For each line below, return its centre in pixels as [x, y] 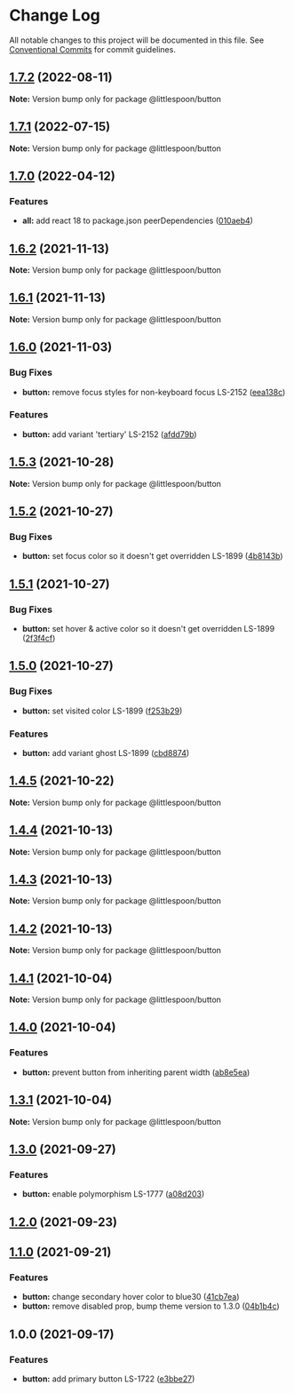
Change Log [55, 16]
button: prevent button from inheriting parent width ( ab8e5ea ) [136, 1072]
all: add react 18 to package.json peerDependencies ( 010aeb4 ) [137, 221]
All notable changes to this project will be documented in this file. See [137, 40]
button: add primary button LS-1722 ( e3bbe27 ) [108, 1379]
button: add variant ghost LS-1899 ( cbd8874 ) [106, 753]
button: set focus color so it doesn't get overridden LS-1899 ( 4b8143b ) [152, 556]
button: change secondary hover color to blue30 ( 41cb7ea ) [131, 1297]
